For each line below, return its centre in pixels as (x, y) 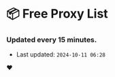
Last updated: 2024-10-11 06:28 (61, 55)
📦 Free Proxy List (57, 14)
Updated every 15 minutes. (52, 40)
